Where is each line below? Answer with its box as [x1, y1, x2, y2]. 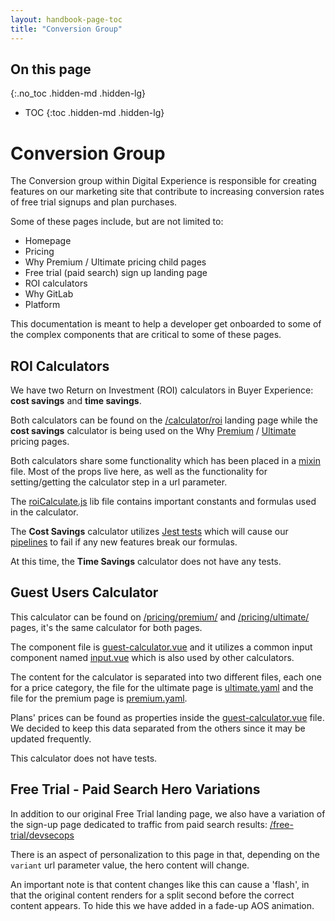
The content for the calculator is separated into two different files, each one [10, 671, 322, 683]
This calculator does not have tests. [10, 752, 158, 764]
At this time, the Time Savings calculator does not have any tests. [10, 556, 282, 568]
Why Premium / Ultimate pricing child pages [24, 256, 207, 268]
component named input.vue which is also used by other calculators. [10, 651, 295, 663]
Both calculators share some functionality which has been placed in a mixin [10, 455, 321, 467]
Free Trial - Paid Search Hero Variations [10, 781, 261, 798]
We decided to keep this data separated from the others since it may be [10, 722, 306, 734]
